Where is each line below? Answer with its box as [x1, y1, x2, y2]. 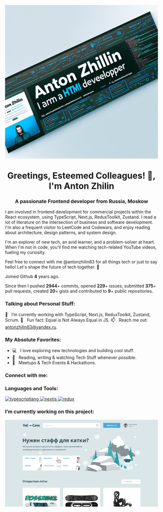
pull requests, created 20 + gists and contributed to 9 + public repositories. [5, 288, 153, 294]
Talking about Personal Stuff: [5, 300, 75, 307]
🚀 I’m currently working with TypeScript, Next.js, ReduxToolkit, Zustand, [5, 312, 151, 317]
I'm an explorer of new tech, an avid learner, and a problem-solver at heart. [5, 239, 155, 245]
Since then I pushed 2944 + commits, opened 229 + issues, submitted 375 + [5, 283, 156, 289]
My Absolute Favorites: [5, 336, 62, 343]
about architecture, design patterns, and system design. [5, 230, 117, 236]
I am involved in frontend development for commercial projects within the [5, 209, 151, 215]
